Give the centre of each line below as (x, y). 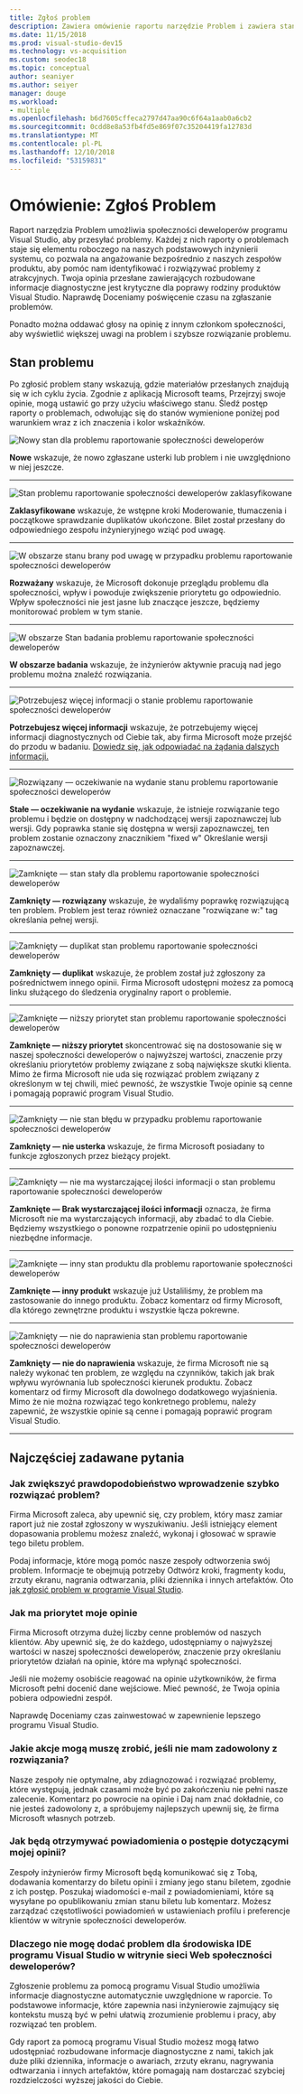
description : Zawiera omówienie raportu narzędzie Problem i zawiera (143, 26)
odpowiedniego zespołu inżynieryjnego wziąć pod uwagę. (118, 530)
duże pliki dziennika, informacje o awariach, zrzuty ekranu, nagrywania (142, 2061)
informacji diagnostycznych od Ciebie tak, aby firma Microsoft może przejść (151, 737)
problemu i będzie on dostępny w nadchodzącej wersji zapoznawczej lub (146, 819)
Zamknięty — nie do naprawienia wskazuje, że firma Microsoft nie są (139, 1363)
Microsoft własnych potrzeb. (62, 1818)
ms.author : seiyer (44, 85)
